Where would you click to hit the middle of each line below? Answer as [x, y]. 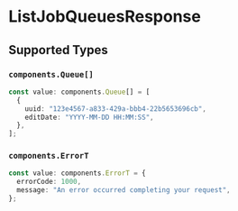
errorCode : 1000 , [49, 182]
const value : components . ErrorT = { [77, 173]
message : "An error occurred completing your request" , [124, 190]
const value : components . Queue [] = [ [79, 92]
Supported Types [59, 50]
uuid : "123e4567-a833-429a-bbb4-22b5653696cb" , [115, 109]
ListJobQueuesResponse [105, 17]
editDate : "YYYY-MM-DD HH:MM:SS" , [89, 117]
